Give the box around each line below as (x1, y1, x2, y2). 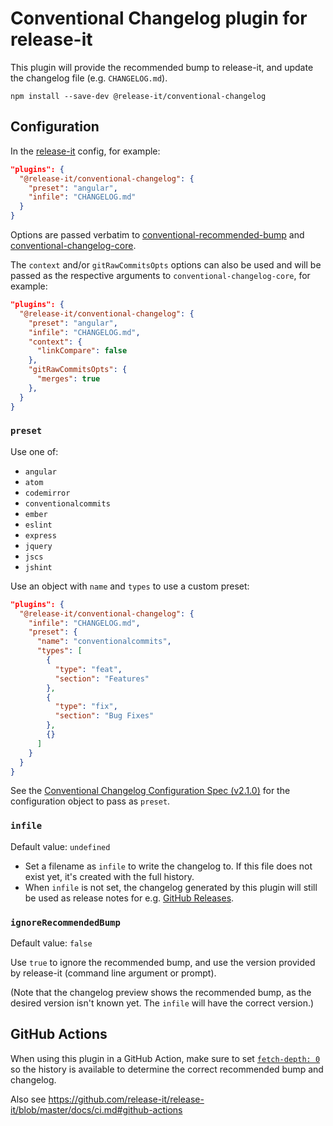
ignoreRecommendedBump (10, 917, 121, 928)
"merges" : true (36, 374, 101, 384)
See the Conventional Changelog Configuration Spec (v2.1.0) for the (10, 785, 291, 797)
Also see (10, 1093, 47, 1105)
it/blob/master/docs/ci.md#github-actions (10, 1103, 183, 1116)
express (24, 530, 57, 541)
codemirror (24, 488, 71, 498)
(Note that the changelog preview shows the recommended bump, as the (10, 987, 312, 999)
